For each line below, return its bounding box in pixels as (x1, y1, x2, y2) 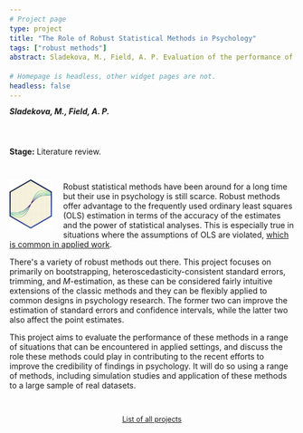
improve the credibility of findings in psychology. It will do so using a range (9, 361, 289, 371)
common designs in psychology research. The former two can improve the (9, 295, 288, 306)
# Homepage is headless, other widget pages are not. (9, 72, 217, 82)
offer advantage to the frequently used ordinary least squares (62, 200, 293, 212)
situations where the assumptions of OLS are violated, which (62, 229, 289, 240)
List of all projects (121, 414, 183, 424)
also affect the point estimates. (9, 314, 125, 325)
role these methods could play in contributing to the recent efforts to (9, 351, 265, 362)
